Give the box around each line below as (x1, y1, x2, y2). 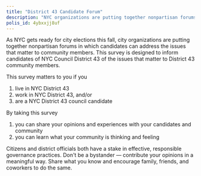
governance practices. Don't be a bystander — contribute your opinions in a (6, 151, 194, 159)
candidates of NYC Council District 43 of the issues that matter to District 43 (6, 55, 195, 63)
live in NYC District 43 (14, 85, 70, 92)
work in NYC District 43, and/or (14, 91, 93, 99)
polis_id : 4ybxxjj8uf (6, 20, 60, 26)
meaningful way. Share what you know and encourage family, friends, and (6, 158, 189, 165)
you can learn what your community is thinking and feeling (14, 133, 160, 141)
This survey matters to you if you (6, 73, 88, 81)
